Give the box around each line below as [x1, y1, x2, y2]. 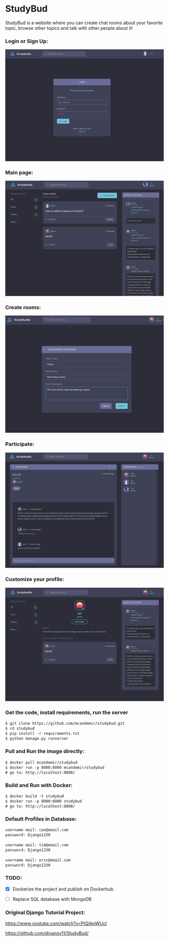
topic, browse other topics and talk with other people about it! [5, 25, 133, 31]
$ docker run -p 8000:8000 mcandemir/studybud [5, 765, 105, 770]
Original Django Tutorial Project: [5, 909, 86, 916]
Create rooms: [5, 304, 41, 310]
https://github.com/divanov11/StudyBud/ [5, 930, 89, 936]
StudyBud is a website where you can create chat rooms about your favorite [5, 20, 163, 26]
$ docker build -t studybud [5, 793, 64, 799]
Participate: [5, 441, 35, 448]
